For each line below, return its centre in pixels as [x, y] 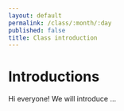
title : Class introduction [53, 38]
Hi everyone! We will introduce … [62, 99]
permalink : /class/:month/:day [60, 23]
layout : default [35, 15]
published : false [37, 30]
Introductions [54, 77]
